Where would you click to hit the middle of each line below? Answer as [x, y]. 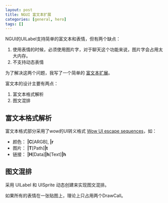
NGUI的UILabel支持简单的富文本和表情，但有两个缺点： [63, 39]
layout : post [19, 10]
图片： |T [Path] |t [30, 148]
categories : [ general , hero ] [36, 19]
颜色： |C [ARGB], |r [33, 142]
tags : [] [14, 24]
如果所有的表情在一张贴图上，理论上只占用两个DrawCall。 [66, 195]
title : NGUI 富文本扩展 [28, 15]
